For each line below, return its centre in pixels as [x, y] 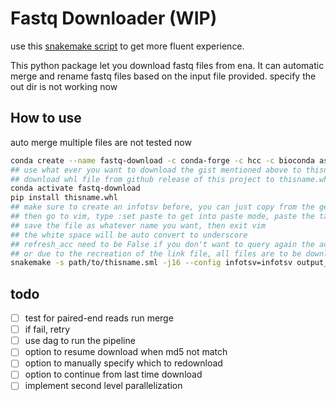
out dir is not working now [64, 86]
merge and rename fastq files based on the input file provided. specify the [163, 76]
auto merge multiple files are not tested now [101, 142]
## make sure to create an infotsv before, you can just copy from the [162, 207]
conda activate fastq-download [75, 188]
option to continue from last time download [113, 374]
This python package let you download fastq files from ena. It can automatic [167, 65]
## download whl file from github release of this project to [142, 179]
